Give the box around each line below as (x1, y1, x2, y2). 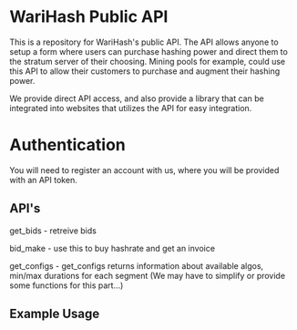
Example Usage (9, 306, 100, 322)
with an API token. (9, 174, 77, 185)
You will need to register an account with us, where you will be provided (9, 164, 280, 175)
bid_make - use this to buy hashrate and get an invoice (9, 242, 216, 253)
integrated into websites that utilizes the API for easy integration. (9, 102, 252, 113)
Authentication (9, 135, 126, 156)
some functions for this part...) (9, 280, 124, 291)
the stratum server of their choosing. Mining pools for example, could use (9, 56, 285, 67)
